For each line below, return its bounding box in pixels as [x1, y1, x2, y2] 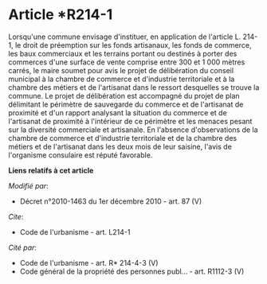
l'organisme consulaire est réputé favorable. [8, 150, 153, 160]
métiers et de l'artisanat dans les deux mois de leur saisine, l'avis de [8, 142, 233, 151]
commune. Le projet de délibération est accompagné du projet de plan [8, 91, 241, 100]
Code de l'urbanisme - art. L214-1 [19, 227, 131, 236]
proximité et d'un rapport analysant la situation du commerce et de [8, 107, 227, 117]
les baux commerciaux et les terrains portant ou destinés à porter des [8, 49, 238, 58]
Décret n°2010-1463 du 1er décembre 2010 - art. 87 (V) [19, 196, 202, 206]
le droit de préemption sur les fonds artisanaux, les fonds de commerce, [14, 40, 252, 49]
